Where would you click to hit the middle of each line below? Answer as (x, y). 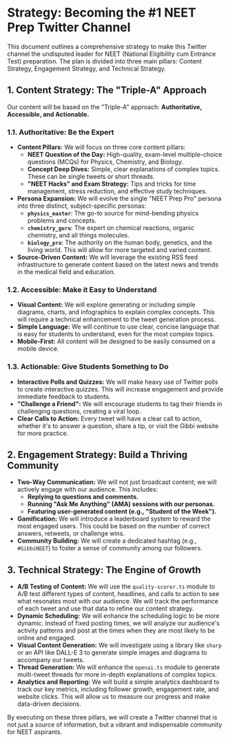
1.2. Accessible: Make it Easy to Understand (82, 289)
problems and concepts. (62, 221)
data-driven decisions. (49, 704)
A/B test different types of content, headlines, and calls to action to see (118, 594)
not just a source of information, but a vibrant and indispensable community (115, 725)
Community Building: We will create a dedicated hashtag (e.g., (107, 541)
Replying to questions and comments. (83, 497)
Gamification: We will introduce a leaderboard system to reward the (114, 519)
